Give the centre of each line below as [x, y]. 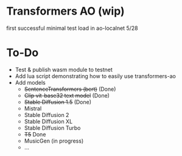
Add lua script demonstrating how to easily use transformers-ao [96, 76]
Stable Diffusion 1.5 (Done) [58, 102]
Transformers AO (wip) [65, 11]
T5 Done [35, 134]
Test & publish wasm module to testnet [64, 69]
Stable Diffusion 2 [47, 115]
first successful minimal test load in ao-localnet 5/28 [72, 28]
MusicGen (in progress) [54, 141]
